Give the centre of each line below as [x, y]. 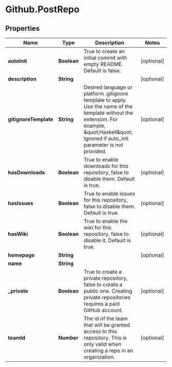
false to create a [103, 284]
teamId [17, 338]
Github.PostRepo [42, 9]
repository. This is [105, 338]
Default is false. [102, 70]
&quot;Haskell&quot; [108, 132]
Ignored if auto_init [106, 138]
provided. [95, 151]
